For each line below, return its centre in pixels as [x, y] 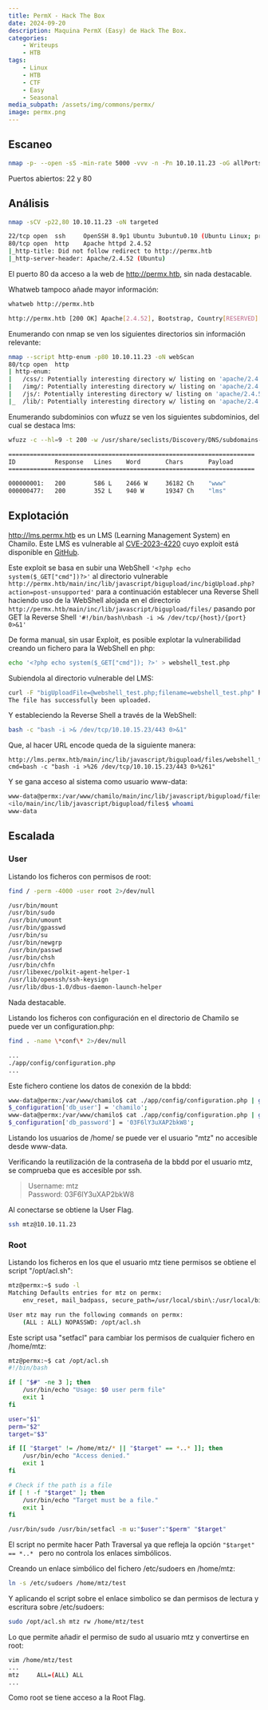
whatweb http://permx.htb [51, 304]
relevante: [25, 342]
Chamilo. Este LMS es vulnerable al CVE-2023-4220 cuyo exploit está [124, 544]
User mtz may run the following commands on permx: [96, 1315]
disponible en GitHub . [44, 552]
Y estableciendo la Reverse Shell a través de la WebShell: [102, 715]
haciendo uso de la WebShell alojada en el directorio [95, 600]
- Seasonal [41, 98]
